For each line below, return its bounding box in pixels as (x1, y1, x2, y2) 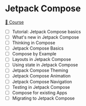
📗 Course (5, 19, 24, 25)
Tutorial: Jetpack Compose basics (12, 28, 81, 34)
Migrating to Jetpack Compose (12, 95, 75, 101)
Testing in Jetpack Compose (12, 84, 70, 90)
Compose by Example (12, 51, 57, 57)
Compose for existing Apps (12, 89, 67, 96)
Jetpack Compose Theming (12, 67, 68, 74)
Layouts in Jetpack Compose (12, 56, 71, 62)
